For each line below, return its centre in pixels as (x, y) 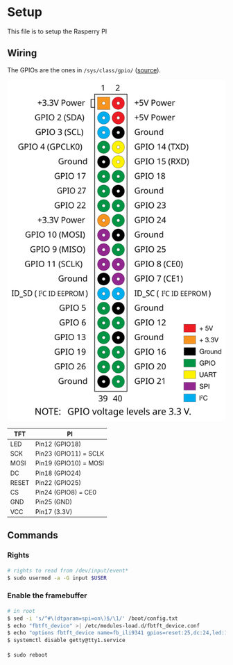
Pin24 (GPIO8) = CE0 (66, 492)
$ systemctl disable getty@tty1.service (67, 641)
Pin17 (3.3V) (54, 511)
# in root (21, 611)
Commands (33, 535)
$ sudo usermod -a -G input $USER (57, 578)
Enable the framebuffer (47, 595)
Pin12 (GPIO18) (58, 444)
